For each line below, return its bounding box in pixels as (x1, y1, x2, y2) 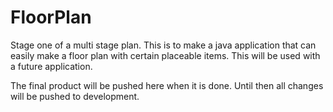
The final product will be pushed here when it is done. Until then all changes (10, 79, 324, 91)
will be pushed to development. (10, 90, 140, 102)
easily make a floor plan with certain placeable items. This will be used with (10, 49, 321, 61)
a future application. (10, 60, 93, 72)
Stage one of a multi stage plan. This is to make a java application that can (10, 39, 317, 51)
